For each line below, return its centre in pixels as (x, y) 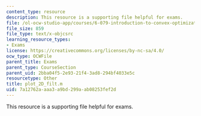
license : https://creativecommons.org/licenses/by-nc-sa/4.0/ (85, 51)
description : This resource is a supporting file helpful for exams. (95, 17)
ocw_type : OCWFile (29, 56)
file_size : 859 (25, 28)
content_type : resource (36, 12)
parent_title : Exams (32, 62)
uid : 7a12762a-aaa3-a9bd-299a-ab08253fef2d (61, 90)
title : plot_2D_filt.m (34, 84)
